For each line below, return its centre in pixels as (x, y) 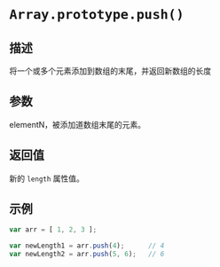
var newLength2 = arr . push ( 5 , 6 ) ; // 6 (87, 255)
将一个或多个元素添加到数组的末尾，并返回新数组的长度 (110, 71)
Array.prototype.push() (97, 15)
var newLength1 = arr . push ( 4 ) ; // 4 (87, 246)
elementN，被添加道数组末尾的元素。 (78, 124)
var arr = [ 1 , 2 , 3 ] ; (53, 230)
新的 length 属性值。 (47, 178)
